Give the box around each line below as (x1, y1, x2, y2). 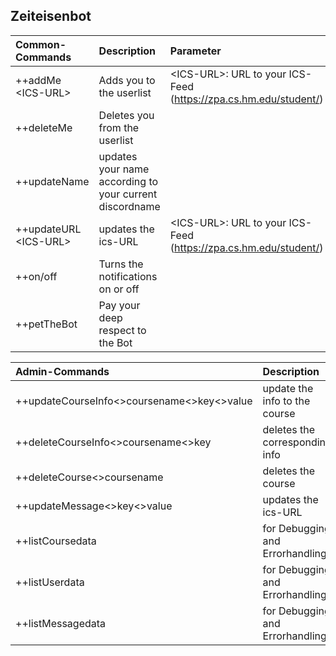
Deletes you (98, 108, 155, 122)
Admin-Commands (15, 364, 110, 378)
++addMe (15, 73, 62, 87)
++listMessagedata (15, 616, 107, 630)
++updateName (15, 174, 90, 188)
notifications (98, 269, 158, 283)
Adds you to (98, 73, 156, 87)
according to (98, 174, 159, 188)
